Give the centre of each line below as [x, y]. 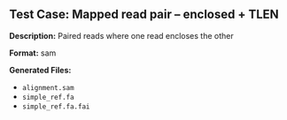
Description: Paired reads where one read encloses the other [121, 35]
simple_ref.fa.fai [56, 106]
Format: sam [33, 53]
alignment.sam [48, 87]
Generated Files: [40, 70]
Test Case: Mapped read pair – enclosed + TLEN [144, 15]
